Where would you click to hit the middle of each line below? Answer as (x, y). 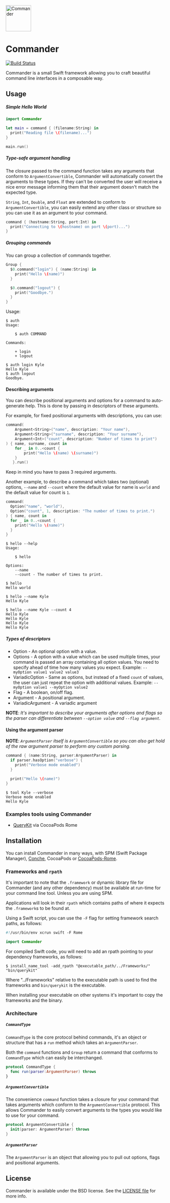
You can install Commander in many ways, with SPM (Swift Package (77, 853)
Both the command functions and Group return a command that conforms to (82, 1052)
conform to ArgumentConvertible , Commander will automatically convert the (84, 176)
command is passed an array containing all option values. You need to (86, 662)
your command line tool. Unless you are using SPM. (59, 893)
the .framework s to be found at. (38, 908)
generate (15, 406)
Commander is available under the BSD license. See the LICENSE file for (81, 1190)
